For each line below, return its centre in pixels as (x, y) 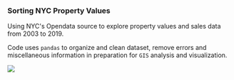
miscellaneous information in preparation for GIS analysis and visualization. (117, 55)
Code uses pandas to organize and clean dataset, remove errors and (107, 48)
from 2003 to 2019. (36, 34)
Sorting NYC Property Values (59, 11)
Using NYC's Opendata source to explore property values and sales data (114, 26)
